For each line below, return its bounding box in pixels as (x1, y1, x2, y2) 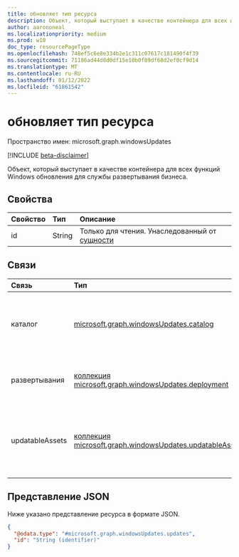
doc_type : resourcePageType (7, 43, 91, 51)
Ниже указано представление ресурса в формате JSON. (7, 509, 180, 518)
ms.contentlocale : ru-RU (7, 70, 81, 77)
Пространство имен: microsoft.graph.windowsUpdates (7, 137, 172, 146)
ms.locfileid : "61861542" (7, 83, 84, 90)
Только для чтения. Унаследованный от (79, 226, 217, 235)
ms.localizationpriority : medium (7, 30, 107, 38)
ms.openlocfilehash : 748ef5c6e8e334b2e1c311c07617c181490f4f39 (7, 51, 199, 58)
